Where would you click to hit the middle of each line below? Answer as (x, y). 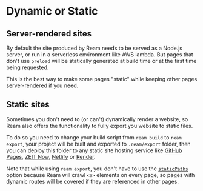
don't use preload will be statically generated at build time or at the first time (101, 61)
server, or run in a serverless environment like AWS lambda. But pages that (100, 55)
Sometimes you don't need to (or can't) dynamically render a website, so (97, 119)
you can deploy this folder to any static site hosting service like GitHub (94, 150)
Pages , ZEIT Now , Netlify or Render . (51, 156)
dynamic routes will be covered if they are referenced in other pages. (92, 181)
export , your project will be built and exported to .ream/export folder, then (98, 144)
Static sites (28, 105)
